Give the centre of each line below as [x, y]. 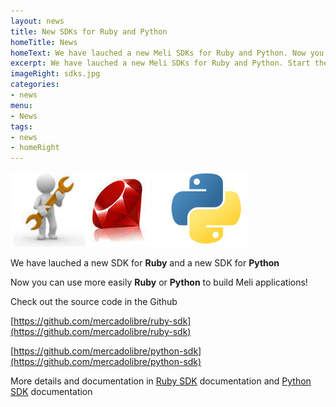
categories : [35, 85]
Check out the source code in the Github [94, 302]
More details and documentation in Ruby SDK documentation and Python [161, 381]
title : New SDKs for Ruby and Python [89, 31]
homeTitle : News [44, 42]
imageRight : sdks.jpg [55, 74]
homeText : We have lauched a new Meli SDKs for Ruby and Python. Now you [167, 53]
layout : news [37, 21]
